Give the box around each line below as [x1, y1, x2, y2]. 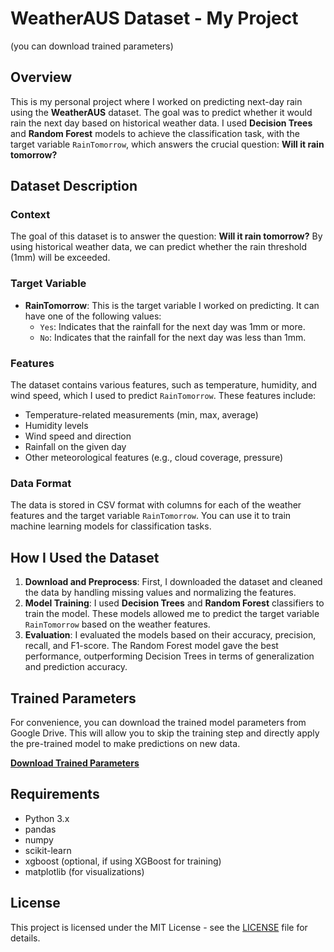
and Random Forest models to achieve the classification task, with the [10, 127, 300, 139]
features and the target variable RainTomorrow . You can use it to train [10, 510, 292, 522]
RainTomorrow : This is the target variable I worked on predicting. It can [24, 299, 320, 311]
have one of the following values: [24, 310, 162, 322]
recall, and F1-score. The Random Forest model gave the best [24, 640, 279, 652]
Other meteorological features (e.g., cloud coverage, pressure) [24, 452, 284, 464]
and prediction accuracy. [24, 661, 128, 673]
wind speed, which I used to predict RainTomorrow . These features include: [10, 390, 317, 402]
